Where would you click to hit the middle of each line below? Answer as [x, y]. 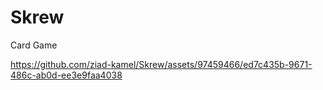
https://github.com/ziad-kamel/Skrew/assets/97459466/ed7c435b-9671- [161, 64]
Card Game [34, 45]
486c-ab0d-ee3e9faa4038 [66, 75]
